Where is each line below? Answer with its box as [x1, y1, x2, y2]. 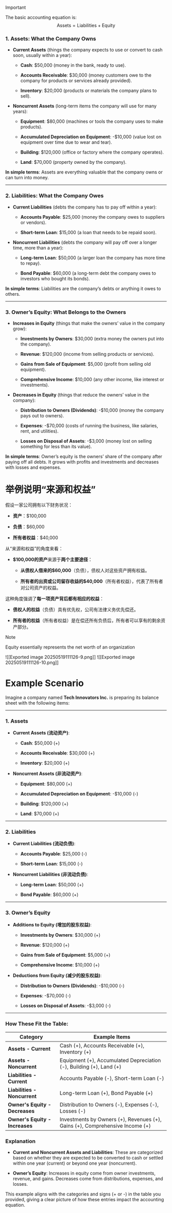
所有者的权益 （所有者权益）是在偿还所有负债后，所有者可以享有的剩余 [12, 617, 161, 623]
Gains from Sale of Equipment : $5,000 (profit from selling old [20, 361, 151, 367]
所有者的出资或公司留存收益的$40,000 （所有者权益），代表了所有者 [20, 578, 163, 584]
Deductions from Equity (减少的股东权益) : [12, 972, 102, 978]
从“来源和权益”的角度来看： [5, 545, 63, 552]
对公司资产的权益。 [20, 584, 61, 591]
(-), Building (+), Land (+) [59, 1063, 122, 1070]
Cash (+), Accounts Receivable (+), [59, 1042, 145, 1049]
